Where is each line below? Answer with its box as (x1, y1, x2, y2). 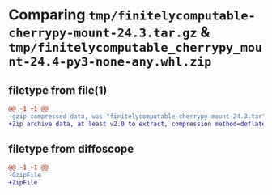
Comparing (8, 6, 86, 24)
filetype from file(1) (8, 83, 108, 97)
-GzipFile (8, 172, 42, 180)
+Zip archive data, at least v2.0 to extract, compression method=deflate (8, 120, 266, 128)
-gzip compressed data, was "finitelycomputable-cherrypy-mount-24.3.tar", (8, 112, 270, 121)
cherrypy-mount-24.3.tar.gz (8, 26, 198, 41)
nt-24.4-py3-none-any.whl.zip (8, 54, 212, 70)
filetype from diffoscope (8, 142, 134, 156)
